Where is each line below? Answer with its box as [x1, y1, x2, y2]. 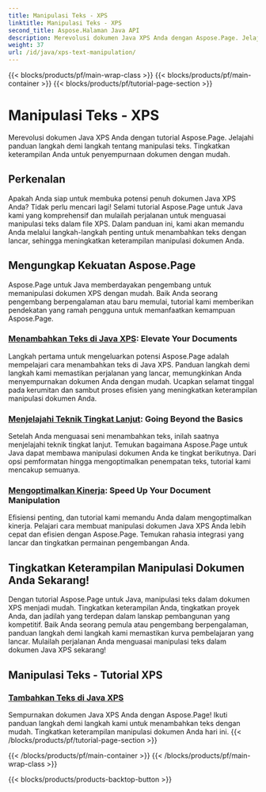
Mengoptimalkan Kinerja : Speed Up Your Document [8, 485, 211, 496]
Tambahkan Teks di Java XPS [8, 692, 124, 703]
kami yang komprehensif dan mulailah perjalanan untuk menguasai [8, 210, 226, 220]
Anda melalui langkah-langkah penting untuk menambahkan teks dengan [8, 227, 247, 236]
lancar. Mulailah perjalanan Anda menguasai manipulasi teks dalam [8, 636, 227, 647]
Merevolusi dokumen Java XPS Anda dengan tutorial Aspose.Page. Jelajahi [8, 133, 254, 142]
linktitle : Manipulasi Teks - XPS [8, 19, 123, 27]
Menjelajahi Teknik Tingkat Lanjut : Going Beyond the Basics [8, 413, 244, 425]
